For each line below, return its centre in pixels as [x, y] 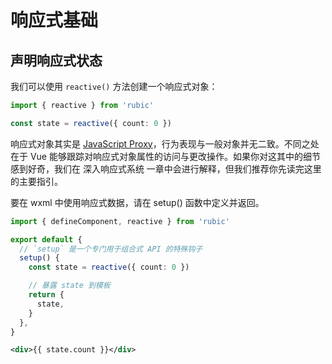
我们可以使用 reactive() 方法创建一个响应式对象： [114, 86]
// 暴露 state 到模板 [69, 286]
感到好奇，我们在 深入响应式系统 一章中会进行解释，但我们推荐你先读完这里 [166, 168]
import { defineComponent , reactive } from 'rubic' [120, 221]
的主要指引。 [36, 181]
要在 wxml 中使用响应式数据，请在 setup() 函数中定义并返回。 [137, 202]
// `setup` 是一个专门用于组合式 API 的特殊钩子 [111, 249]
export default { [46, 239]
